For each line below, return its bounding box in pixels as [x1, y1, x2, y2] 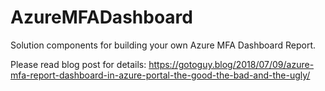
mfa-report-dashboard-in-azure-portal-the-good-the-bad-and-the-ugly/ [10, 69, 311, 81]
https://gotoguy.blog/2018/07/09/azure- [148, 58, 315, 70]
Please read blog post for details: [10, 58, 147, 70]
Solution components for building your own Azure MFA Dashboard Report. [10, 39, 316, 51]
